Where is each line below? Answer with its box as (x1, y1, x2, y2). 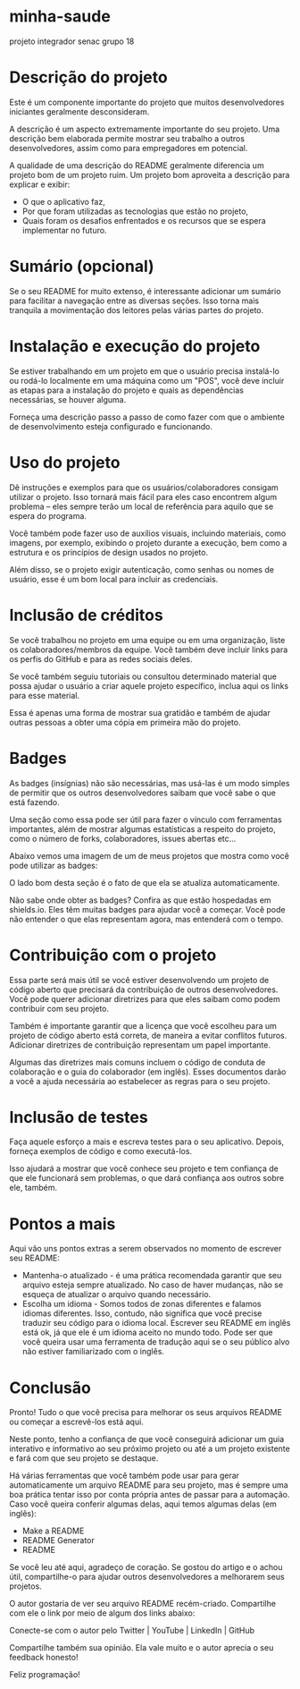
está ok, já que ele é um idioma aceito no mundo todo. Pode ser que (21, 1327, 274, 1338)
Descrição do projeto (9, 67, 168, 88)
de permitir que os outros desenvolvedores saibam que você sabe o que (9, 787, 277, 798)
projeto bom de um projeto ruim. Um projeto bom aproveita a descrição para (9, 169, 290, 180)
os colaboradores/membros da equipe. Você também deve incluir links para (9, 644, 288, 655)
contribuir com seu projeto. (9, 1003, 110, 1014)
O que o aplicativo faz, (21, 196, 105, 207)
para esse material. (9, 690, 80, 700)
